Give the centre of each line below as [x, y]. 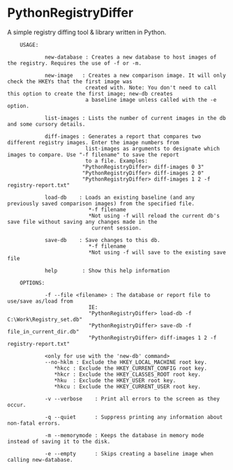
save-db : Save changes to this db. [102, 240]
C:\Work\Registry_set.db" [45, 319]
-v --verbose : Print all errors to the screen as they [132, 399]
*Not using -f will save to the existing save [157, 252]
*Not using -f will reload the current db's [154, 215]
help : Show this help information [107, 271]
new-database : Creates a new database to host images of [130, 57]
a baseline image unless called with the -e [151, 100]
